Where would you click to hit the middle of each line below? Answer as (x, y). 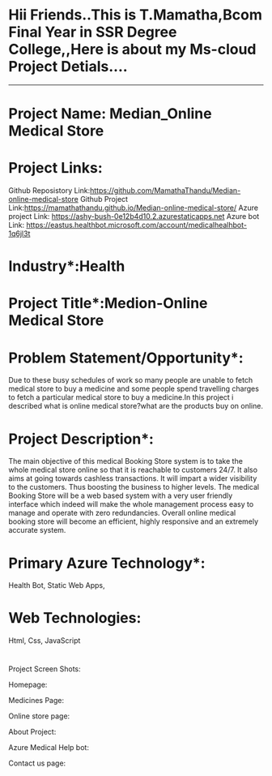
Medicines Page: (36, 701)
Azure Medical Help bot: (49, 748)
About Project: (32, 732)
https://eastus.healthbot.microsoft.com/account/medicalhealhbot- (136, 225)
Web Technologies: (75, 618)
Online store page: (39, 716)
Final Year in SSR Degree (93, 32)
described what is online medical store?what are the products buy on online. (136, 406)
